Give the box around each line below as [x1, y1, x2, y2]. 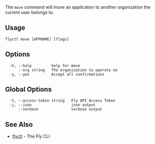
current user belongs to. [5, 9, 54, 15]
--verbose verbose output [18, 107, 102, 112]
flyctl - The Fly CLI [12, 133, 50, 140]
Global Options [5, 85, 52, 94]
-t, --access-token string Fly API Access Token [9, 98, 116, 103]
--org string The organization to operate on [18, 68, 118, 72]
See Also [5, 120, 33, 129]
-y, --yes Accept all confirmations [9, 72, 105, 77]
